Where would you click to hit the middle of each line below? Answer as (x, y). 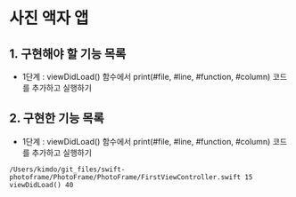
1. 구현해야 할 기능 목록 (68, 54)
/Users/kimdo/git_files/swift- (67, 169)
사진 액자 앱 (49, 18)
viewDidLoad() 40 (41, 185)
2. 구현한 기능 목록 (57, 118)
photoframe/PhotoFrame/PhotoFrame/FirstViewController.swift (125, 177)
